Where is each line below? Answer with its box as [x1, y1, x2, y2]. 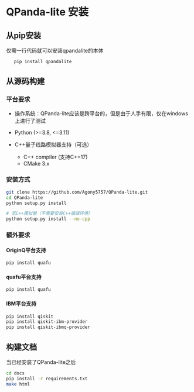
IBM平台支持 [6, 300, 37, 307]
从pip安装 [6, 30, 42, 40]
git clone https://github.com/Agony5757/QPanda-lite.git [6, 189, 148, 195]
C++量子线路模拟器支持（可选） [14, 141, 93, 148]
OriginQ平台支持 [6, 246, 46, 253]
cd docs [6, 370, 25, 376]
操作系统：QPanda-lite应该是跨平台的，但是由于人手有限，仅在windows [14, 109, 189, 117]
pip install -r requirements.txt [6, 376, 88, 381]
